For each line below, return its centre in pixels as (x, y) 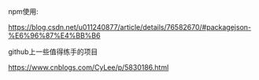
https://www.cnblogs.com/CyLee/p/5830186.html (89, 67)
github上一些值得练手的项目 (53, 52)
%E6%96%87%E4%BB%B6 (54, 35)
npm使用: (24, 11)
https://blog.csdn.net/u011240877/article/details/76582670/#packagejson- (130, 27)
